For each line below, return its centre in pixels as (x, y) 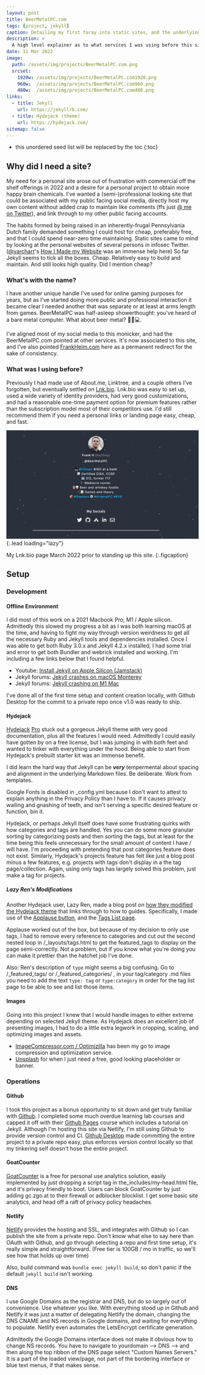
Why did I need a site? (49, 166)
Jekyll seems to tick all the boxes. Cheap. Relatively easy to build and (94, 258)
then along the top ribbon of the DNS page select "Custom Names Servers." (102, 1352)
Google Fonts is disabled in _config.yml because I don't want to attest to (97, 792)
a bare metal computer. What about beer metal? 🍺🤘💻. (74, 320)
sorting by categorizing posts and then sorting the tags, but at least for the (100, 836)
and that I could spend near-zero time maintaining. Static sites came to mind (102, 238)
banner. (25, 1065)
